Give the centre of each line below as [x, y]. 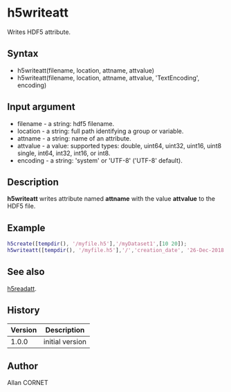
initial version [65, 341]
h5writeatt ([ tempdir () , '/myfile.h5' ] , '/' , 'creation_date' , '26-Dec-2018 [116, 251]
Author [22, 366]
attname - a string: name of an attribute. [74, 138]
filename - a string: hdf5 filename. [66, 123]
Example [26, 228]
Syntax [23, 54]
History [24, 311]
